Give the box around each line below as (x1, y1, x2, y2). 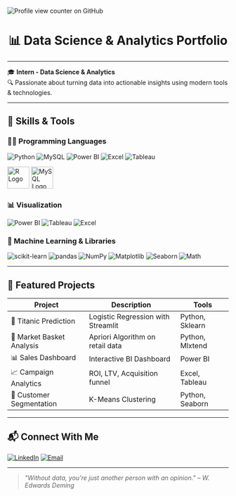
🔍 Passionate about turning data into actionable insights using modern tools (7, 78, 228, 87)
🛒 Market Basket (11, 332, 65, 342)
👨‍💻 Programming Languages (7, 136, 107, 146)
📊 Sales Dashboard (11, 352, 77, 362)
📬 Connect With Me (7, 431, 99, 443)
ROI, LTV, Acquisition (88, 368, 158, 378)
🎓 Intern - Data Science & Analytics (7, 68, 116, 76)
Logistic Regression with (88, 312, 170, 322)
